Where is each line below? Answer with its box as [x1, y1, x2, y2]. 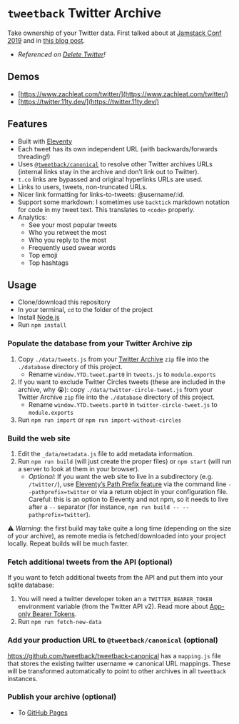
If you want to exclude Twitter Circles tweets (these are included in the [17, 377, 226, 386]
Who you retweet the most [28, 228, 107, 236]
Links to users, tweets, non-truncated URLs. [17, 182, 148, 191]
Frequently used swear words [28, 243, 116, 251]
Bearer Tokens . [31, 610, 77, 618]
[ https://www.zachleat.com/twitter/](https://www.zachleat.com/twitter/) [17, 89, 228, 98]
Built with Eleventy [17, 137, 73, 146]
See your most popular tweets [28, 220, 118, 229]
